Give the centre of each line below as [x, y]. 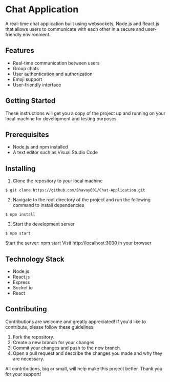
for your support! [23, 374]
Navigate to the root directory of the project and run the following [82, 200]
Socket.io [23, 288]
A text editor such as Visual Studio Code [55, 153]
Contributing [26, 309]
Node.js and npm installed [40, 147]
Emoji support [27, 79]
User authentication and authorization [53, 74]
